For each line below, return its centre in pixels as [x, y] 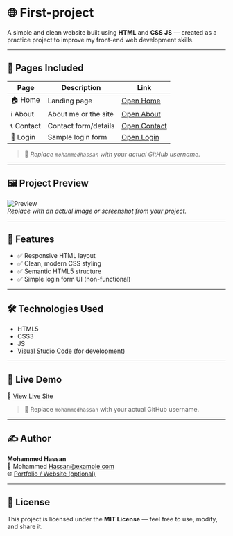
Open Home [141, 101]
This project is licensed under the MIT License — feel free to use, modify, [112, 519]
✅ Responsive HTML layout [56, 256]
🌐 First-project [51, 13]
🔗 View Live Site [30, 396]
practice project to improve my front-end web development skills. [101, 40]
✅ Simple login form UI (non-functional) [74, 279]
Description [81, 87]
